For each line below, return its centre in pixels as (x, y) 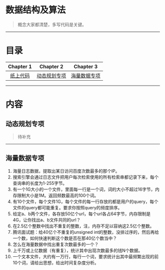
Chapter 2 (51, 67)
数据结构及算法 (36, 10)
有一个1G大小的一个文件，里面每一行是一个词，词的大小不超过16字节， (84, 189)
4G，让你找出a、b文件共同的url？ (47, 220)
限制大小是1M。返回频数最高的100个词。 (58, 195)
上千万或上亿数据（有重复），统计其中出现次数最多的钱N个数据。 (78, 250)
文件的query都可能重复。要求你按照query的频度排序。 (67, 207)
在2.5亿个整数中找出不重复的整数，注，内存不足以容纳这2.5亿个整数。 (83, 226)
